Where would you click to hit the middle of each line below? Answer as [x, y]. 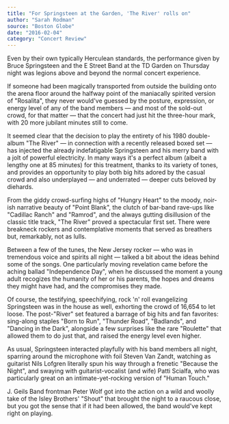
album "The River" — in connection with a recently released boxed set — [110, 143]
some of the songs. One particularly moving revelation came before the [108, 264]
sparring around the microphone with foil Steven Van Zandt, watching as [109, 356]
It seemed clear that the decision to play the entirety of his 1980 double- [109, 136]
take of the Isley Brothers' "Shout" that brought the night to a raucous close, [114, 399]
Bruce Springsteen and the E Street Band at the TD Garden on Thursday [108, 66]
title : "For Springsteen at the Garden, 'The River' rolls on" [99, 13]
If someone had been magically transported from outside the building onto [112, 86]
